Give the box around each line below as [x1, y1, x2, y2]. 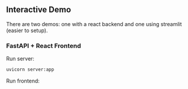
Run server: [6, 55, 34, 62]
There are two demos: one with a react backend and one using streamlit [6, 20, 182, 27]
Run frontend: [6, 77, 40, 84]
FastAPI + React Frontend [6, 42, 81, 50]
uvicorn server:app [6, 66, 55, 73]
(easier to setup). [6, 27, 48, 34]
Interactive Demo [6, 5, 71, 15]
